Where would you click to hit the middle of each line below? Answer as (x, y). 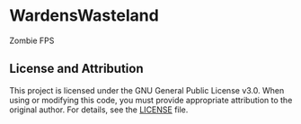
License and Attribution (76, 69)
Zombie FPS (32, 40)
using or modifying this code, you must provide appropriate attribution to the (151, 100)
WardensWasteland (84, 16)
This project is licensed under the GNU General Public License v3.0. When (147, 90)
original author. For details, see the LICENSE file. (99, 110)
